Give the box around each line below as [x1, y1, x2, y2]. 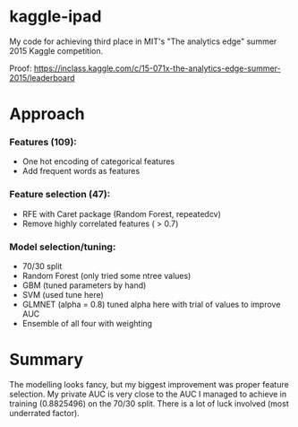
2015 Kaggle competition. [9, 45, 104, 56]
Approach [9, 104, 85, 125]
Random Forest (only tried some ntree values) [21, 271, 192, 282]
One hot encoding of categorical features [21, 156, 175, 167]
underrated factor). [9, 407, 81, 418]
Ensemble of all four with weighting [21, 318, 153, 329]
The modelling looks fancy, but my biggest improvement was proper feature [9, 379, 289, 389]
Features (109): [9, 136, 78, 149]
